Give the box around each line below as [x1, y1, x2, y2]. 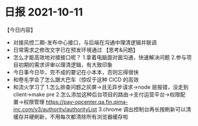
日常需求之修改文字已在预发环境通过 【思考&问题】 [13, 46, 138, 53]
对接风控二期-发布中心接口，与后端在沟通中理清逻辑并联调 [13, 39, 157, 46]
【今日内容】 [4, 26, 36, 33]
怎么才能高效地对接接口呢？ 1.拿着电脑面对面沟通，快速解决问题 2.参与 [13, 53, 187, 61]
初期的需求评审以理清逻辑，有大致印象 [18, 61, 113, 68]
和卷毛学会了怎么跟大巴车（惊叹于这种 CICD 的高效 [13, 75, 139, 83]
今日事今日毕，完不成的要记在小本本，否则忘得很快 [13, 68, 139, 75]
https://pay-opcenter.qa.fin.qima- [45, 98, 128, 105]
